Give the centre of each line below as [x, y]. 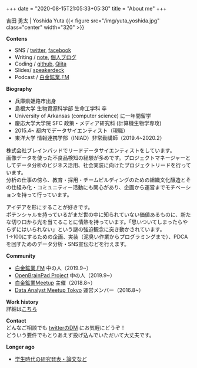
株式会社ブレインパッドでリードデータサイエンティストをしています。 [91, 150]
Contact [16, 321]
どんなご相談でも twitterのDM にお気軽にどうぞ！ [66, 328]
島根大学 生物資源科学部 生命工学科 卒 [61, 108]
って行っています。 [49, 195]
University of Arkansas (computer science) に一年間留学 [83, 116]
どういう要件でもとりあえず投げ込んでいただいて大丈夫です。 [80, 335]
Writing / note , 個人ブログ [45, 57]
